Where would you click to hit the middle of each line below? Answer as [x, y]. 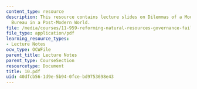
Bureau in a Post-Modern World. [51, 22]
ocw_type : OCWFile [28, 50]
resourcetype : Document [35, 66]
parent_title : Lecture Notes [42, 55]
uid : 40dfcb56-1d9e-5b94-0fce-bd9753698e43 [60, 77]
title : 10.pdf [23, 71]
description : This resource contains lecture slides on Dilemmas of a [94, 17]
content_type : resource [35, 11]
